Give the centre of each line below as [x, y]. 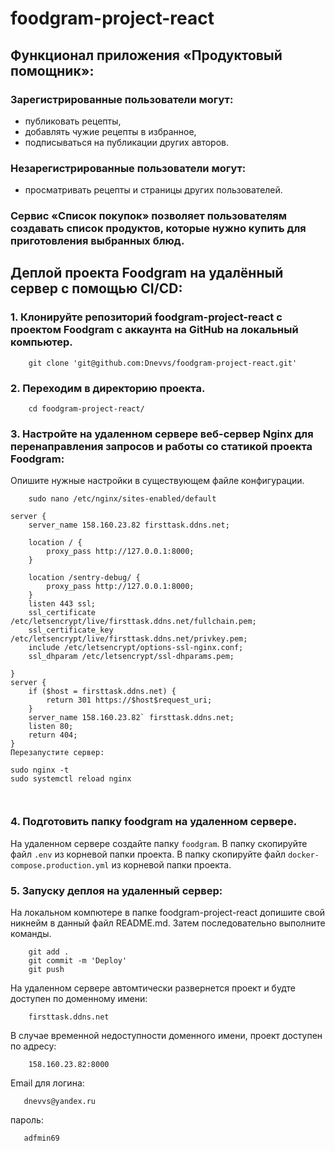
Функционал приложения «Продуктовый [146, 55]
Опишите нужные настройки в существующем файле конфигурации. [157, 481]
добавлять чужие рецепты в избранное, [110, 131]
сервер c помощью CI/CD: [96, 288]
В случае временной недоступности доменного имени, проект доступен [166, 1035]
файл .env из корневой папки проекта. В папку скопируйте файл [148, 854]
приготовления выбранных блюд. [97, 241]
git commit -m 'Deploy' [78, 960]
